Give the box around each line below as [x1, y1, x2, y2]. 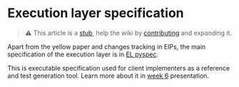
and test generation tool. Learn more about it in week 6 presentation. [7, 71, 209, 80]
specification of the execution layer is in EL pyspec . [7, 50, 159, 58]
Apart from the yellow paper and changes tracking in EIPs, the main [7, 42, 206, 51]
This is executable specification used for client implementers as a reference [7, 63, 230, 72]
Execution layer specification [7, 5, 184, 21]
